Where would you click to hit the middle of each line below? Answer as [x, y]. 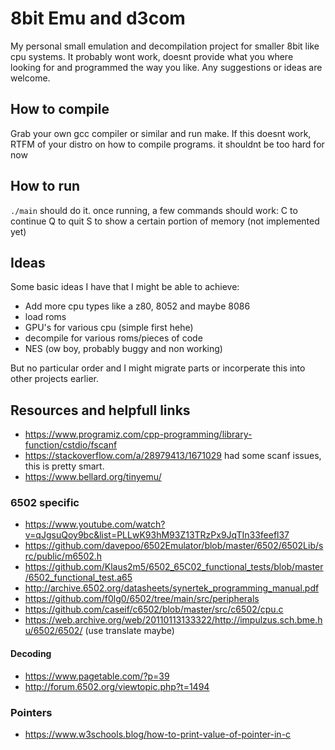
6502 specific [45, 503]
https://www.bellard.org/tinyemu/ [93, 477]
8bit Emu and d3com [98, 18]
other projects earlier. [54, 379]
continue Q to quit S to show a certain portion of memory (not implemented [165, 221]
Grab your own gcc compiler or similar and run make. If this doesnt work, [161, 133]
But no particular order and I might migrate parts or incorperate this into [158, 368]
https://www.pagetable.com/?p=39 [97, 676]
